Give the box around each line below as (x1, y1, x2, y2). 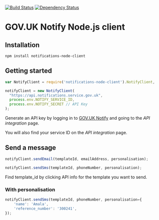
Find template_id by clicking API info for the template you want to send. (5, 174, 147, 180)
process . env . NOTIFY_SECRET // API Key (9, 102, 88, 107)
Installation (5, 41, 40, 49)
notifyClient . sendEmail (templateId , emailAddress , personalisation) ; (5, 157, 149, 161)
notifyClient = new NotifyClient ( (5, 88, 75, 93)
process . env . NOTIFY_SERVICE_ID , (9, 97, 75, 102)
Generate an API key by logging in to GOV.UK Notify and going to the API (5, 115, 150, 121)
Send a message (5, 143, 56, 152)
